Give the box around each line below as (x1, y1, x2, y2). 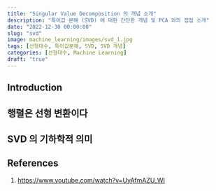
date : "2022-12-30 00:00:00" (7, 23, 92, 30)
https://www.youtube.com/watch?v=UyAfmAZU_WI (17, 176, 166, 184)
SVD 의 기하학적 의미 (7, 133, 93, 145)
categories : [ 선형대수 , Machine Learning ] (7, 50, 127, 57)
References (7, 157, 59, 169)
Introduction (7, 82, 63, 94)
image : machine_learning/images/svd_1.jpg (7, 36, 133, 43)
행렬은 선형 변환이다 (7, 107, 88, 119)
